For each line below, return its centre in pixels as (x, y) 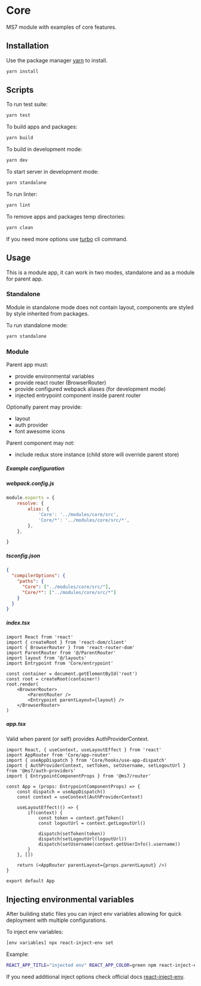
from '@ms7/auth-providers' (41, 771)
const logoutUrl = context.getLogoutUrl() (92, 824)
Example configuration (35, 468)
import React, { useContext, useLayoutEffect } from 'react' (84, 750)
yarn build (20, 138)
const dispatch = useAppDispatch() (61, 792)
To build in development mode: (44, 149)
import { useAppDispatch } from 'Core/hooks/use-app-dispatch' (87, 761)
